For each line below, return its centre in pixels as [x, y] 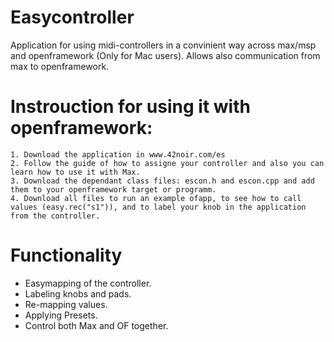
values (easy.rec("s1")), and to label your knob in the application [158, 207]
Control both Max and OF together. [96, 325]
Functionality [66, 255]
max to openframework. [60, 66]
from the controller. [55, 216]
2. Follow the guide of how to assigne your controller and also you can [167, 163]
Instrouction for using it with [130, 107]
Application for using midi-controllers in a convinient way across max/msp [163, 45]
